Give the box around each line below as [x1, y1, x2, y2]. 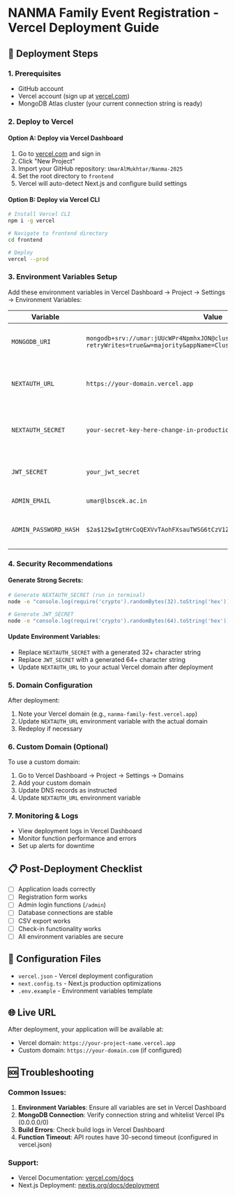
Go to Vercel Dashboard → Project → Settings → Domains [17, 771, 184, 780]
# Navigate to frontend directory [8, 229, 109, 237]
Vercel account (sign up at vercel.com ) [17, 92, 130, 100]
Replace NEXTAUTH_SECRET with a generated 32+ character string [17, 648, 201, 656]
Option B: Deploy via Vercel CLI [8, 195, 100, 203]
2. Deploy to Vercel [8, 117, 74, 127]
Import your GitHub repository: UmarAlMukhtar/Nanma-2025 [17, 164, 183, 173]
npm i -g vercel [8, 217, 55, 224]
